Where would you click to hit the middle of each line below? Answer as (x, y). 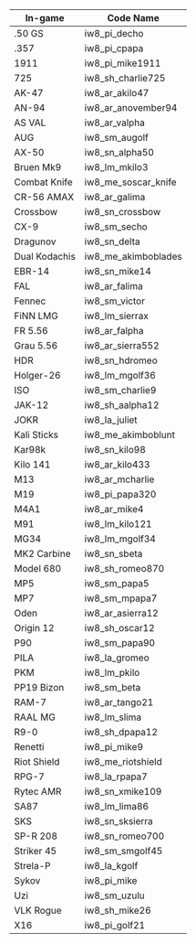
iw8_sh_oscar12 (119, 628)
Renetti (29, 747)
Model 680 (38, 568)
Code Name (133, 18)
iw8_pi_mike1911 (123, 63)
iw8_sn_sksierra (119, 821)
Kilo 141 (32, 464)
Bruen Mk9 (38, 167)
